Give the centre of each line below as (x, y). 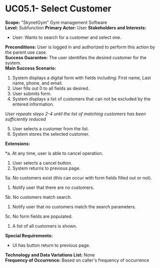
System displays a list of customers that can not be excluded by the (81, 99)
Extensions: (18, 143)
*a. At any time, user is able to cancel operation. (54, 153)
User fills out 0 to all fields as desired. (51, 88)
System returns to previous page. (46, 168)
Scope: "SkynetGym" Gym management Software (56, 22)
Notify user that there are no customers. (53, 187)
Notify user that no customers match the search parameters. (74, 206)
